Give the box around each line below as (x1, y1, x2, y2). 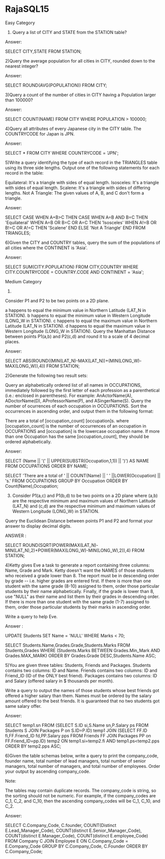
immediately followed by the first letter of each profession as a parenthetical (5, 387, 160, 393)
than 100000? (5, 97, 33, 103)
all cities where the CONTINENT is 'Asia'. (5, 245, 88, 251)
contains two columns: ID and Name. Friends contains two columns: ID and (5, 667, 158, 673)
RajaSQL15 (5, 3, 49, 15)
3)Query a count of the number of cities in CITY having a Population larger (5, 92, 156, 98)
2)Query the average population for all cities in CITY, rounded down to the (5, 58, 156, 64)
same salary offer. (5, 703, 42, 709)
